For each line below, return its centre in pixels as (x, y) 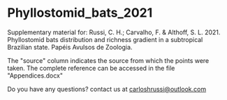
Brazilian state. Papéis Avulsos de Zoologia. (70, 47)
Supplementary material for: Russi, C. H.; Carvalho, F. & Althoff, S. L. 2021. (114, 32)
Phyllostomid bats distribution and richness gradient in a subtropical (105, 39)
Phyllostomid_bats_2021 (80, 13)
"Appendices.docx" (35, 76)
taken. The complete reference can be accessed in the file (91, 68)
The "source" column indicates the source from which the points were (108, 60)
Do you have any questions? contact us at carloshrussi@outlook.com (107, 89)
